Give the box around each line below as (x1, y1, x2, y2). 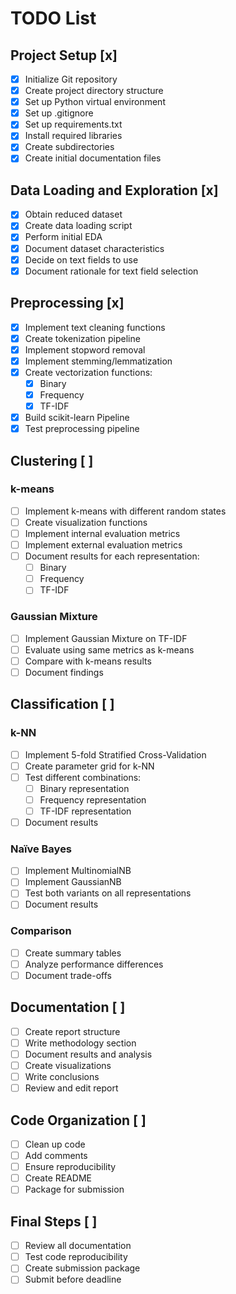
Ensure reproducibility (24, 1161, 117, 1173)
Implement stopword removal (24, 343, 146, 356)
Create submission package (24, 1262, 141, 1274)
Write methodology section (24, 1037, 137, 1049)
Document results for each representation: (24, 550, 200, 562)
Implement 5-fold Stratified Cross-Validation (24, 748, 207, 761)
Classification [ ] (10, 696, 115, 713)
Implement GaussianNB (24, 876, 122, 888)
